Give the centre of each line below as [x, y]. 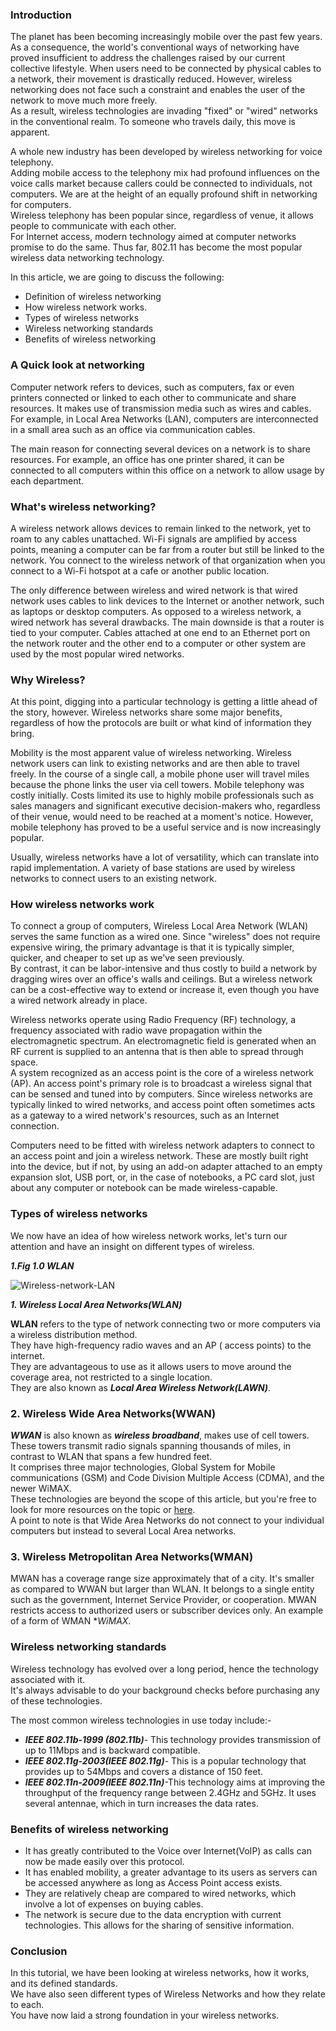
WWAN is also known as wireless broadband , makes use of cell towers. [160, 1435]
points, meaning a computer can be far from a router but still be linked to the [167, 549]
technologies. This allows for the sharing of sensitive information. [159, 1925]
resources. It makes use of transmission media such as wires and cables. [161, 408]
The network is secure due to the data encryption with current [153, 1914]
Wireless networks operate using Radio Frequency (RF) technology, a [153, 1020]
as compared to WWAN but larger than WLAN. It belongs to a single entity [162, 1589]
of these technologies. [56, 1700]
